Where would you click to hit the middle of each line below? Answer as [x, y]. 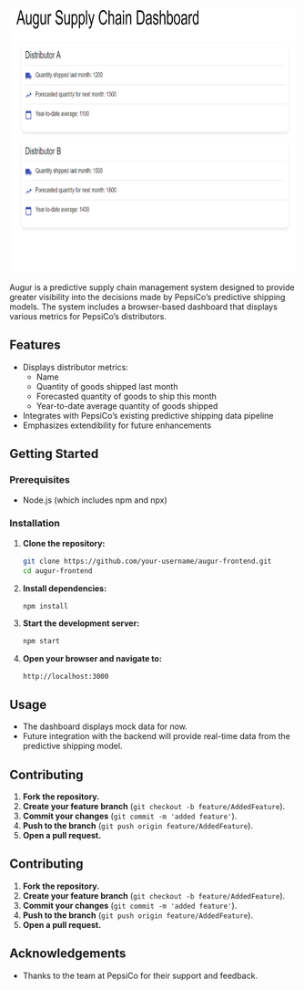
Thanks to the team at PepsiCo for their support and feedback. [140, 975]
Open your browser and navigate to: [92, 659]
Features [35, 345]
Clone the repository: [64, 543]
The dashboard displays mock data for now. [105, 726]
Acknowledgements [68, 954]
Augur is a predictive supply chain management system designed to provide [152, 287]
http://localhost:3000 [66, 677]
